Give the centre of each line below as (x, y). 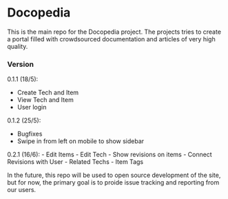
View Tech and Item (45, 100)
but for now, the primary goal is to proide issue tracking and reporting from (113, 182)
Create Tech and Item (48, 93)
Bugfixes (30, 134)
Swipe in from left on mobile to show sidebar (81, 141)
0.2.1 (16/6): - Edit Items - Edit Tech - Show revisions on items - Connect (110, 155)
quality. (18, 46)
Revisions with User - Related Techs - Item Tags (75, 162)
